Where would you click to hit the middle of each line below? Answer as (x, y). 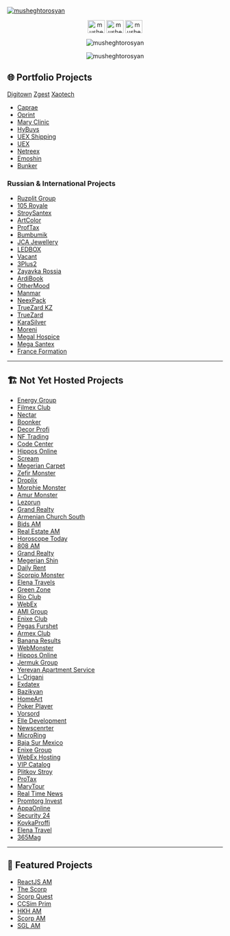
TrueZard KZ (35, 308)
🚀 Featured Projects (50, 865)
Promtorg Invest (40, 801)
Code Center (35, 444)
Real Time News (40, 793)
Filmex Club (34, 407)
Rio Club (29, 597)
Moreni (27, 330)
